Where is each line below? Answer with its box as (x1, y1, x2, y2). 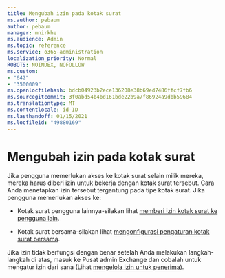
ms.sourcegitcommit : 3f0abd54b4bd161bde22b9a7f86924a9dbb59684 (7, 94, 193, 101)
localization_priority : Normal (7, 55, 97, 62)
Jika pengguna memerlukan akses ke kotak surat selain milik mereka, (7, 172, 204, 180)
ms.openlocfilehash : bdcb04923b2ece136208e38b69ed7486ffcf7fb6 (7, 87, 193, 94)
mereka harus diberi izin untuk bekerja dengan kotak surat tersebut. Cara (7, 179, 215, 187)
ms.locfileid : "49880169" (7, 119, 81, 126)
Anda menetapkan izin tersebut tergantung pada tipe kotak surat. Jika (7, 186, 205, 195)
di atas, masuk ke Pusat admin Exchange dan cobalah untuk (30, 256, 202, 264)
